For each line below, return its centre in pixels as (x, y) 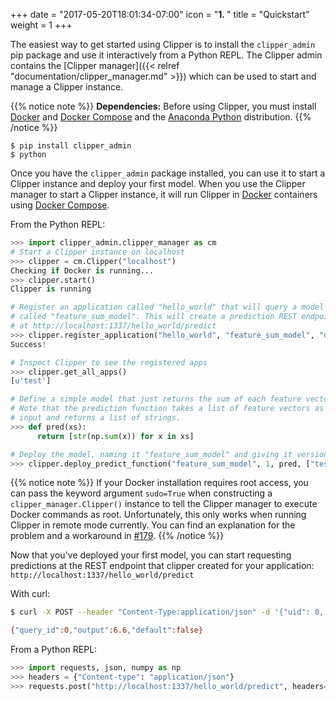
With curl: (30, 594)
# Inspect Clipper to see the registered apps (109, 362)
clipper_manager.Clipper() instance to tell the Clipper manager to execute (164, 504)
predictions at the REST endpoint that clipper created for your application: (162, 566)
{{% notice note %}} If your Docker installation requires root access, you (159, 483)
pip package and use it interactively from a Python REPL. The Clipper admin (166, 55)
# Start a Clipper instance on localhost (98, 252)
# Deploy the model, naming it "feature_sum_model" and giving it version (169, 454)
